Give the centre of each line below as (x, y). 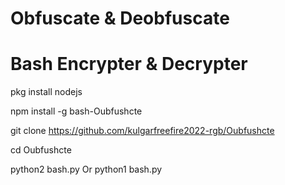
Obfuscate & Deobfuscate (120, 18)
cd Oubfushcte (41, 150)
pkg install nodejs (46, 92)
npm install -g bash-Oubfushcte (76, 111)
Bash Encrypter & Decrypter (129, 64)
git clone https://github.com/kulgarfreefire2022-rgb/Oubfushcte (142, 131)
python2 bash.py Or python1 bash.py (86, 169)
